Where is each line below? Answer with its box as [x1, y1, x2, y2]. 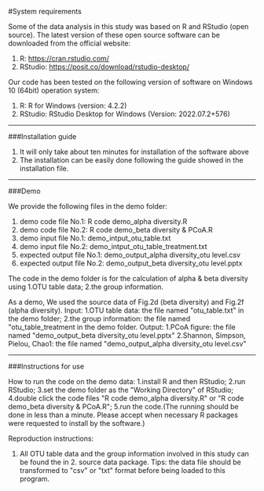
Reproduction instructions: [8, 434, 94, 443]
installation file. [19, 164, 69, 173]
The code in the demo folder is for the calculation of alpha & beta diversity [8, 274, 249, 283]
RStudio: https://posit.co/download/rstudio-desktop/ [19, 62, 190, 71]
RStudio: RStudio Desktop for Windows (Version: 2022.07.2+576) [19, 109, 230, 119]
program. [19, 475, 49, 483]
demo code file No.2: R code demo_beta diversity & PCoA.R [19, 225, 214, 234]
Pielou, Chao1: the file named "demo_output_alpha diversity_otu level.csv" [8, 339, 247, 348]
